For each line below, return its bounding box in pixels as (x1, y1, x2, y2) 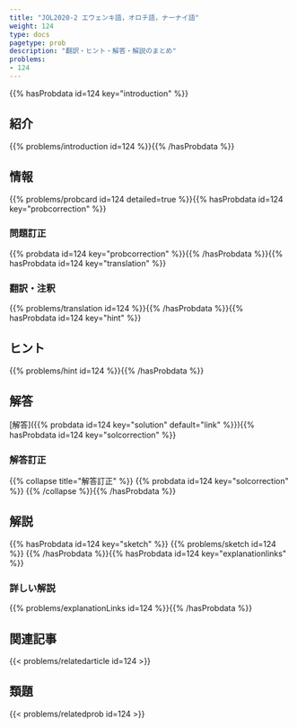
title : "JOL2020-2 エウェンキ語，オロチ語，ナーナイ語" (9, 13, 200, 22)
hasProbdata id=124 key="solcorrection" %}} (9, 429, 177, 440)
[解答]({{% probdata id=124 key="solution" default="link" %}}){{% (9, 419, 255, 430)
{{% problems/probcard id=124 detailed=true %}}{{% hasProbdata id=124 (9, 193, 284, 204)
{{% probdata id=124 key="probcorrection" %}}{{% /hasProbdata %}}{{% (9, 248, 284, 259)
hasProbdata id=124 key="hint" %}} (9, 312, 142, 324)
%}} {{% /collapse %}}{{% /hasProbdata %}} (9, 486, 177, 497)
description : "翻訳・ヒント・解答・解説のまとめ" (9, 47, 177, 56)
